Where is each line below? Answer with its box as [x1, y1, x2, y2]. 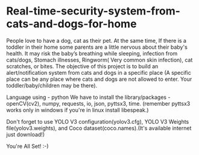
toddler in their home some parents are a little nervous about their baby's [6, 43, 188, 51]
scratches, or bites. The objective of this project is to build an [6, 62, 159, 70]
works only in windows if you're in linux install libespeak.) [6, 106, 149, 113]
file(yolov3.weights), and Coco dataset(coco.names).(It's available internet [6, 124, 192, 131]
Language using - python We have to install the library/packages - [6, 93, 171, 101]
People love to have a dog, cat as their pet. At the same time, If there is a [6, 37, 187, 44]
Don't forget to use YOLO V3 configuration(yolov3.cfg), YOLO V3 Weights [6, 118, 189, 125]
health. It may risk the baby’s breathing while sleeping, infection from [6, 49, 178, 57]
